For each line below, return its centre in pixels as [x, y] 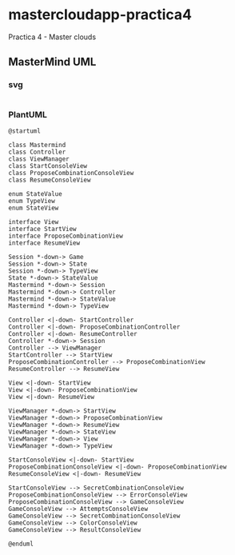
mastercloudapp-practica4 [100, 15]
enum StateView [34, 208]
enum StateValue [35, 194]
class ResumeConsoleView [50, 180]
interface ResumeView [44, 243]
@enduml [21, 544]
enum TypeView [32, 201]
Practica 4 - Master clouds [52, 37]
